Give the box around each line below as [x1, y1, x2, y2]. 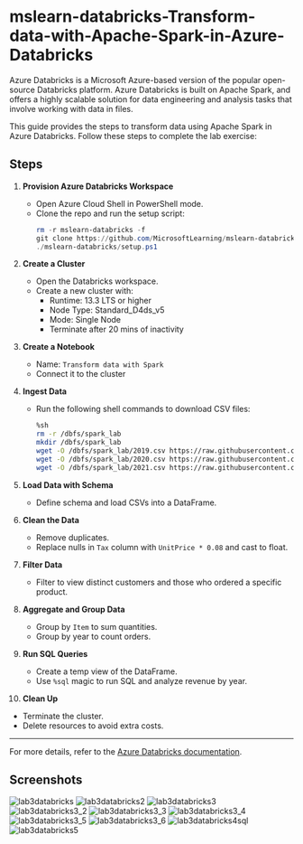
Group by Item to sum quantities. [35, 621, 158, 632]
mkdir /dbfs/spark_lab [35, 438, 122, 447]
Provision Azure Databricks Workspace [22, 181, 174, 192]
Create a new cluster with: [35, 286, 133, 296]
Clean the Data [22, 514, 79, 525]
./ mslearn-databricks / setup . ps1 [35, 242, 158, 251]
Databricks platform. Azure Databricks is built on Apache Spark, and [37, 84, 291, 95]
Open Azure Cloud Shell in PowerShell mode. [35, 198, 204, 209]
